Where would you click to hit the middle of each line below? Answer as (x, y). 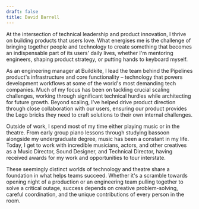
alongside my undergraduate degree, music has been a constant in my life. (97, 139)
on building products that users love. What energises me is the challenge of (99, 40)
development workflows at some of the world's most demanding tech (91, 83)
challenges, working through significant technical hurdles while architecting (99, 96)
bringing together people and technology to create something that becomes (99, 46)
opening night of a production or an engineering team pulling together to (95, 182)
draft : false (22, 12)
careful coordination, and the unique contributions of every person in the (95, 194)
